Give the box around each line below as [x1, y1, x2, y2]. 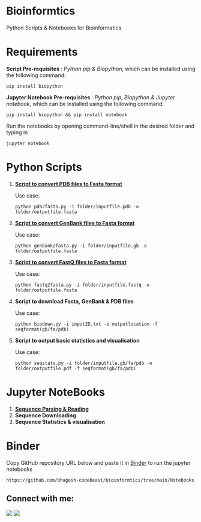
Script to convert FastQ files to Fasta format [14, 258, 127, 266]
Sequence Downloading [14, 411, 76, 419]
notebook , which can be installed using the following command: [6, 100, 164, 107]
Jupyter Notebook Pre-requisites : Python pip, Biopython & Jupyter [6, 93, 175, 101]
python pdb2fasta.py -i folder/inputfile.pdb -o [14, 204, 139, 210]
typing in [6, 128, 28, 136]
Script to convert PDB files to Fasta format [14, 180, 122, 187]
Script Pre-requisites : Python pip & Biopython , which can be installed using [6, 65, 196, 72]
